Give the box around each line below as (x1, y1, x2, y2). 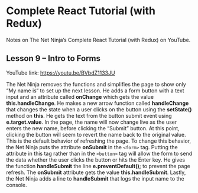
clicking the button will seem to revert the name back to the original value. (6, 131, 186, 138)
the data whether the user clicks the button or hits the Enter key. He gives (6, 156, 185, 163)
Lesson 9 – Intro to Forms (6, 53, 101, 63)
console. (6, 181, 28, 188)
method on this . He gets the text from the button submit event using (6, 112, 173, 119)
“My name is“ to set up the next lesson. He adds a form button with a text (6, 87, 184, 94)
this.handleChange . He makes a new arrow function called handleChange (6, 99, 189, 107)
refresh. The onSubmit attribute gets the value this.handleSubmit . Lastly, (6, 169, 186, 176)
